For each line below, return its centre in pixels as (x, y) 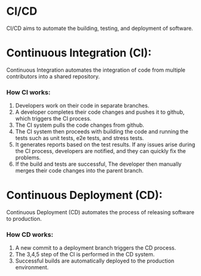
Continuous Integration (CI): (79, 53)
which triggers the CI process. (53, 119)
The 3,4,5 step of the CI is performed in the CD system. (85, 255)
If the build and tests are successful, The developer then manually (98, 164)
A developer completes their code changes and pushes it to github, (100, 112)
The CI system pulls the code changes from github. (80, 125)
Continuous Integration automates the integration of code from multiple (96, 70)
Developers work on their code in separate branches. (82, 106)
